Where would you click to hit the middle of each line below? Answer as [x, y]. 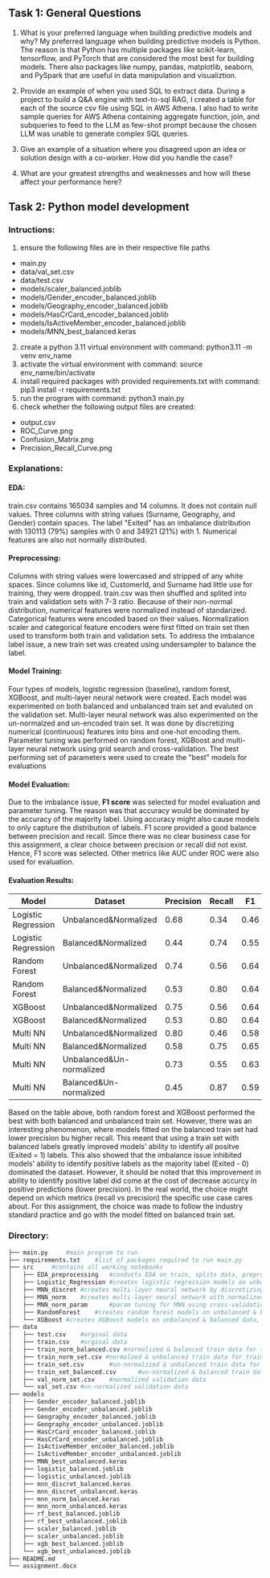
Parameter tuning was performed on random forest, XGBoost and [117, 740]
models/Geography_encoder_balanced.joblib [94, 305]
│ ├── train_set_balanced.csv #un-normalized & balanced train [129, 1372]
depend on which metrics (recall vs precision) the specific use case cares [131, 1198]
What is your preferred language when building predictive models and [135, 32]
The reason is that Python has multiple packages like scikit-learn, [128, 49]
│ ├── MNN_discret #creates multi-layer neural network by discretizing [136, 1290]
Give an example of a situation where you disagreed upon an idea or [133, 149]
